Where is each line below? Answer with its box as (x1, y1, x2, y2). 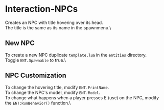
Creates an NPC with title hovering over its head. (5, 20, 103, 25)
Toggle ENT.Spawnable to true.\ (5, 57, 66, 63)
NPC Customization (5, 71, 67, 80)
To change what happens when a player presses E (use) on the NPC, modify (5, 94, 159, 101)
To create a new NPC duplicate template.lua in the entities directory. (5, 52, 147, 58)
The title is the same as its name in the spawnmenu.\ (5, 24, 111, 30)
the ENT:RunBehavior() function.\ (5, 100, 71, 106)
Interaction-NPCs (5, 3, 78, 15)
